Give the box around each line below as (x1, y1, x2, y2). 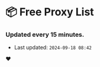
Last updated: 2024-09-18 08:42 (14, 44, 92, 51)
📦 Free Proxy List (5, 5, 94, 19)
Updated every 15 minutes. (5, 31, 85, 39)
